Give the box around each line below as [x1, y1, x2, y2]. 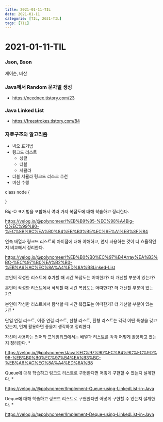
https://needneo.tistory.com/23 [12, 95, 75, 101]
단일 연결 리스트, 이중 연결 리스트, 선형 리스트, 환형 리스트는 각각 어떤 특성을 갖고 [5, 317, 158, 323]
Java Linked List [5, 107, 44, 114]
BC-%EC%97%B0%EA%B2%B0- [5, 259, 73, 265]
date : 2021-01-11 [5, 12, 40, 16]
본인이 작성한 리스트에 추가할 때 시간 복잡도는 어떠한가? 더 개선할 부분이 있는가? [5, 274, 156, 280]
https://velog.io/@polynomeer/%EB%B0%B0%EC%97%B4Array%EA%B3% [5, 254, 158, 260]
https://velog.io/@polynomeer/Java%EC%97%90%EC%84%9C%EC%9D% [5, 349, 157, 355]
